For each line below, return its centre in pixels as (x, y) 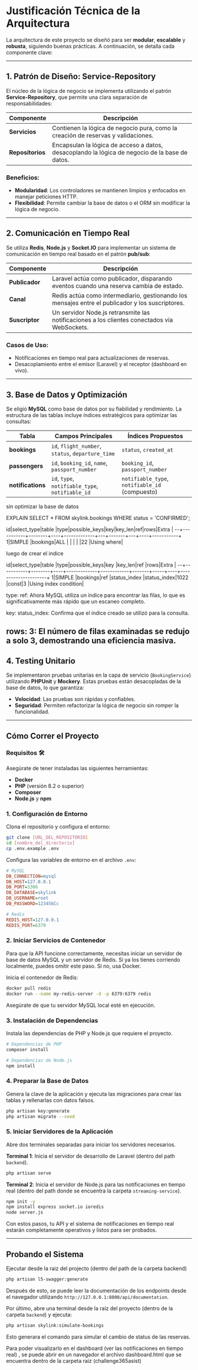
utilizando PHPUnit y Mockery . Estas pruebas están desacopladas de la (94, 681)
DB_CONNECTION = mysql (32, 876)
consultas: (19, 421)
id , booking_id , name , (79, 463)
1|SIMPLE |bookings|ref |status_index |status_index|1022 (120, 577)
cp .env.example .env (33, 848)
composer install (27, 1049)
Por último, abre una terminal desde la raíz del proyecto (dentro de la (90, 1308)
